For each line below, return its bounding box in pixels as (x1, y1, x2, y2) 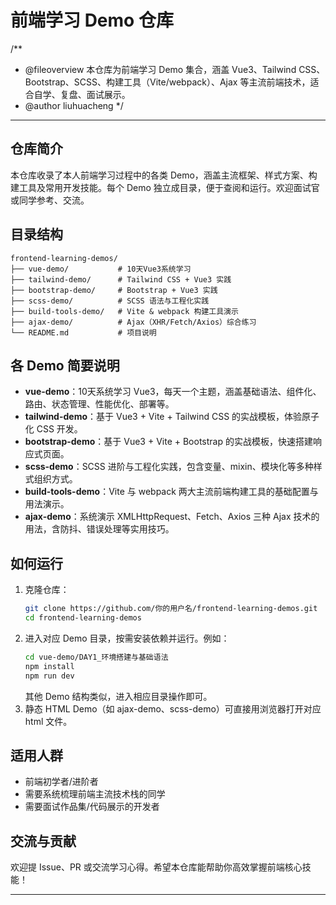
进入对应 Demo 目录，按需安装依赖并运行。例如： (24, 632, 230, 644)
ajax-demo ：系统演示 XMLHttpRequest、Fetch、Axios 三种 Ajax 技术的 (24, 511, 320, 523)
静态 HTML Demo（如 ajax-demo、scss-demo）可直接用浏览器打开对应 (24, 702, 322, 715)
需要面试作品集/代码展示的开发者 (24, 801, 160, 813)
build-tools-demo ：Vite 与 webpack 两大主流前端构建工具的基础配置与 (24, 486, 319, 498)
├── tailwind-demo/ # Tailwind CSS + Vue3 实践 (10, 274, 232, 285)
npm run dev (24, 671, 75, 681)
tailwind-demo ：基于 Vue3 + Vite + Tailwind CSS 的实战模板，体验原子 (24, 411, 320, 423)
